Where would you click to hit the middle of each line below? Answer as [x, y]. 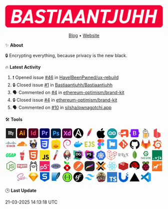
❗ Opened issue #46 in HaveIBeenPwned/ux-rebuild [65, 77]
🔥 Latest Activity [23, 67]
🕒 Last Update [21, 190]
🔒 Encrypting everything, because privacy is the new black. [66, 55]
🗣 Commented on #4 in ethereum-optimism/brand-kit [68, 92]
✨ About [14, 45]
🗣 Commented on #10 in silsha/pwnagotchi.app [62, 107]
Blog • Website [84, 35]
